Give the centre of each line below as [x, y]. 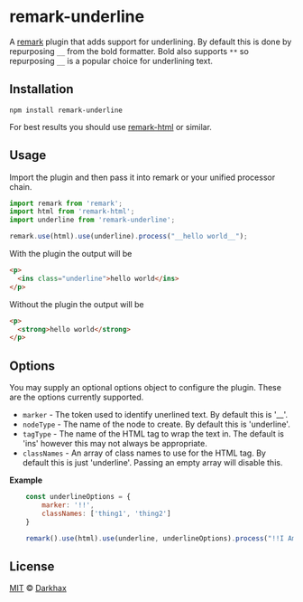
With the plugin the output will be [71, 254]
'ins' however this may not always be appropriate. [115, 444]
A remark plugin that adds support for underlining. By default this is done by [151, 42]
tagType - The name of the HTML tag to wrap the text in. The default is [153, 434]
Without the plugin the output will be [77, 304]
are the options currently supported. [77, 397]
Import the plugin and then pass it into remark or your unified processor [142, 177]
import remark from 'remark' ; [66, 203]
